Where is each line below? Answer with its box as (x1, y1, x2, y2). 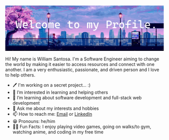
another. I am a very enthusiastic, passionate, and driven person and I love (5, 66, 159, 73)
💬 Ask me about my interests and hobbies (12, 105, 99, 111)
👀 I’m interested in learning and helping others (12, 89, 108, 95)
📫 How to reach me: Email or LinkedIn (12, 111, 92, 117)
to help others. (5, 72, 36, 78)
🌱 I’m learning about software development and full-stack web (12, 94, 142, 101)
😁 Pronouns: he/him (12, 118, 55, 124)
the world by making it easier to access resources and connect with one (5, 61, 155, 67)
